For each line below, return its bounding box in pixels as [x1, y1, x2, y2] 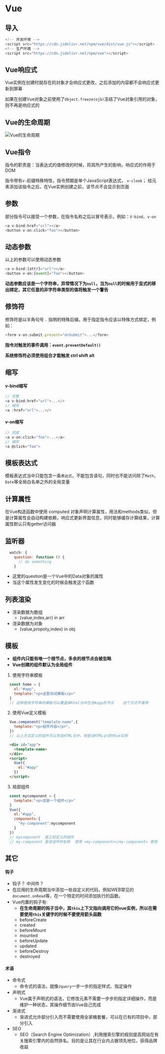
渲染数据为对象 [12, 621, 43, 627]
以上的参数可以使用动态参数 [5, 257, 61, 263]
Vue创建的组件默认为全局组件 [12, 662, 73, 668]
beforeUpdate [19, 938, 48, 944]
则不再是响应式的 [5, 102, 40, 108]
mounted [19, 933, 38, 938]
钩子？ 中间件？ [12, 881, 44, 887]
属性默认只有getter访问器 [5, 521, 56, 527]
